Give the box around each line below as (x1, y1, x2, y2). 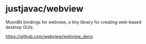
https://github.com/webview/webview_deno (5, 33, 94, 39)
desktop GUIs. (5, 24, 34, 30)
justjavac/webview (5, 3, 84, 14)
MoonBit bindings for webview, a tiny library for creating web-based (5, 19, 142, 25)
